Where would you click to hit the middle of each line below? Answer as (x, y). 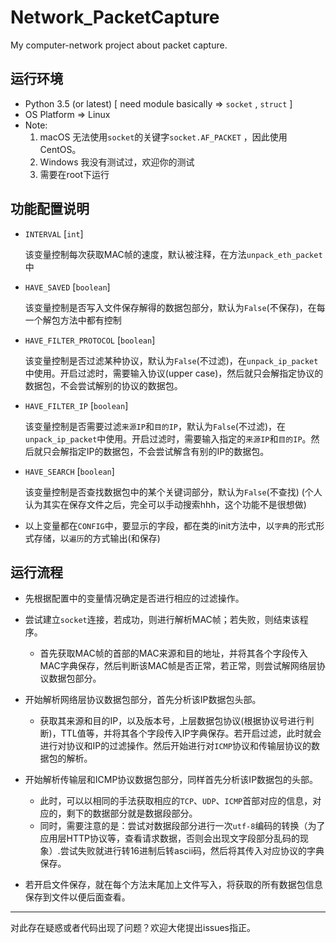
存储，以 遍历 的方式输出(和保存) (97, 538)
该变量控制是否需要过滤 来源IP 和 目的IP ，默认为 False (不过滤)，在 (155, 426)
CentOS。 (60, 149)
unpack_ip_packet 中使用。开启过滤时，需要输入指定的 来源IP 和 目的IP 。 (168, 438)
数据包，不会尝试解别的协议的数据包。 (103, 385)
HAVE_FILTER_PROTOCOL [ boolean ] (90, 340)
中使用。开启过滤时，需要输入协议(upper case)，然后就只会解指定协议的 (174, 373)
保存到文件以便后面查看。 (77, 897)
